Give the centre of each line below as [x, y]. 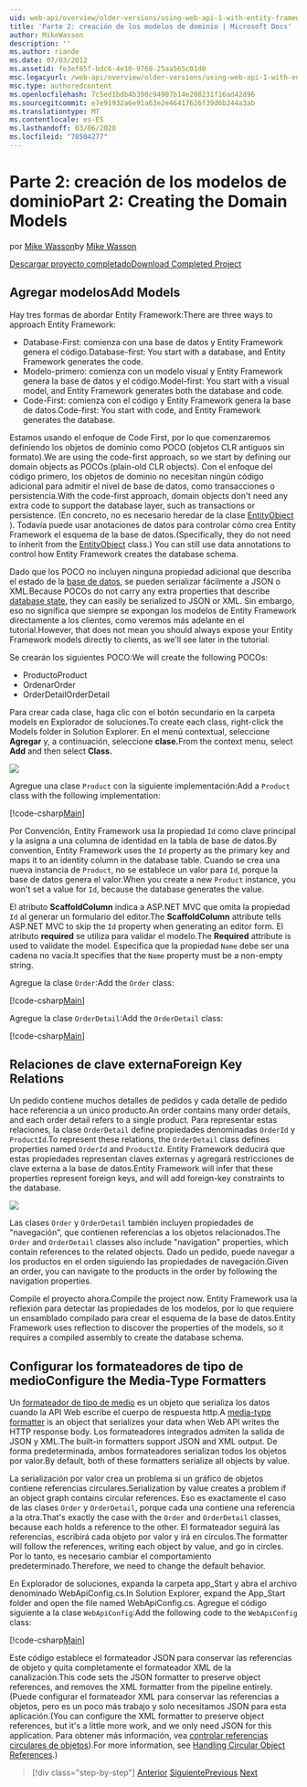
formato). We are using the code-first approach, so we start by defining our [150, 457]
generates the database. [69, 419]
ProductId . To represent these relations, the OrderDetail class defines [140, 1139]
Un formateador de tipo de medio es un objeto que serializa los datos [140, 1402]
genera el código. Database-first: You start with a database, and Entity [154, 352]
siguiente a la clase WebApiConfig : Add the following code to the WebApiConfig [153, 1613]
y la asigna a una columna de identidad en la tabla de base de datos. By [143, 841]
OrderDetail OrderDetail [66, 694]
